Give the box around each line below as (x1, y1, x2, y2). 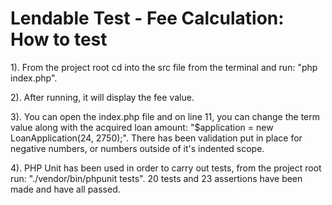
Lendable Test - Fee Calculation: (10, 7, 285, 30)
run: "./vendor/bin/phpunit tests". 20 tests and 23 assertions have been (10, 172, 303, 184)
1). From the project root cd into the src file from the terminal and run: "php (10, 61, 318, 73)
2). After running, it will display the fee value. (10, 91, 195, 103)
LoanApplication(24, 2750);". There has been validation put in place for (10, 132, 303, 144)
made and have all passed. (10, 183, 121, 195)
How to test (10, 28, 108, 51)
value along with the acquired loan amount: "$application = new (10, 121, 274, 133)
